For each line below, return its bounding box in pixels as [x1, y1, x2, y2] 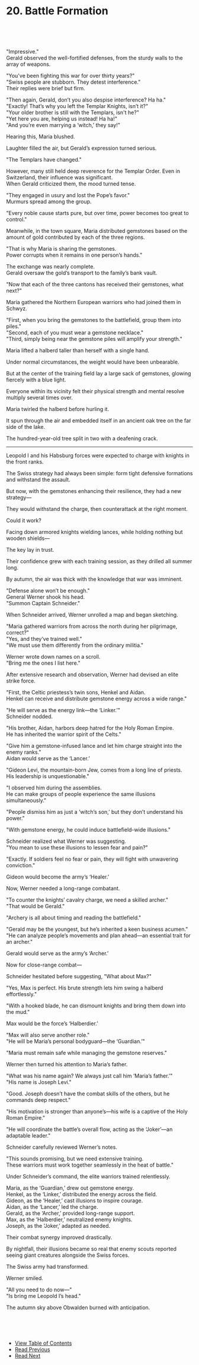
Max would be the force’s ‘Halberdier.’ [6, 1020, 98, 1027]
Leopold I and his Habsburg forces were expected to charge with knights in [6, 451, 190, 459]
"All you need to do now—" [6, 1286, 72, 1293]
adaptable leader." [6, 1132, 51, 1139]
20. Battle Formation [6, 4, 108, 18]
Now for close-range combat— [6, 961, 82, 968]
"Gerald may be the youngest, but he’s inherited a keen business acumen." [6, 925, 188, 933]
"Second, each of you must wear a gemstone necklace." [6, 328, 144, 336]
